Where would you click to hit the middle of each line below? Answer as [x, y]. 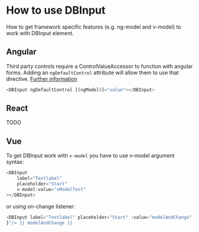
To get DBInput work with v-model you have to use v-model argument [90, 156]
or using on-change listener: [41, 206]
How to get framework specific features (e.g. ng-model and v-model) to [94, 27]
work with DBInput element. [40, 33]
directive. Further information [42, 79]
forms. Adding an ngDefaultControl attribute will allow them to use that [92, 73]
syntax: [15, 162]
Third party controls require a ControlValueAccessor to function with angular [99, 66]
